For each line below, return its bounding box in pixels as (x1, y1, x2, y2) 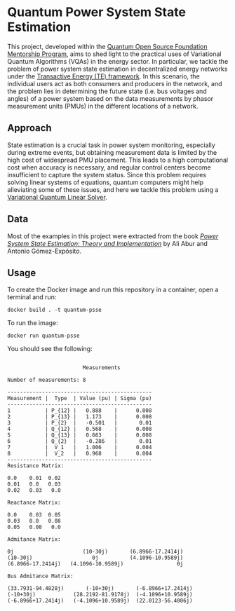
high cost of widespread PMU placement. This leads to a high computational (7, 156, 229, 164)
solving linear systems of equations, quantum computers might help (7, 178, 204, 186)
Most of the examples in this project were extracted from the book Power (7, 232, 219, 240)
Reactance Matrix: (7, 499, 61, 507)
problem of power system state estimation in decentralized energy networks (7, 64, 228, 73)
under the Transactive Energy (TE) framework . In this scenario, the (7, 71, 200, 81)
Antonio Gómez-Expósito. (7, 247, 82, 255)
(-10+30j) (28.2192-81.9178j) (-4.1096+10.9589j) (7, 591, 193, 598)
